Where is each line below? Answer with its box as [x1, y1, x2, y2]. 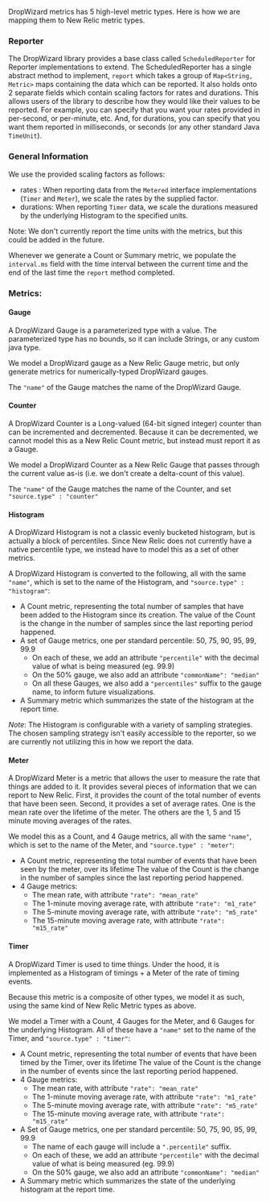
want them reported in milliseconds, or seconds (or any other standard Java [8, 122, 260, 132]
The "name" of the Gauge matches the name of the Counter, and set [8, 483, 231, 494]
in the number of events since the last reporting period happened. [19, 1066, 239, 1076]
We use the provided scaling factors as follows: [8, 169, 166, 179]
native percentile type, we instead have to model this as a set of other [8, 545, 239, 554]
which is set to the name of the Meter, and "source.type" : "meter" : [8, 840, 235, 850]
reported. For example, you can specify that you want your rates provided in [8, 105, 260, 115]
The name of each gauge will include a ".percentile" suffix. [31, 1142, 231, 1151]
